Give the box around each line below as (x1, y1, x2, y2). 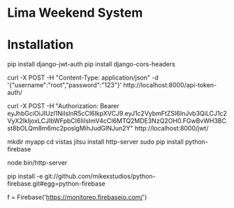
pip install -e (7, 172, 43, 181)
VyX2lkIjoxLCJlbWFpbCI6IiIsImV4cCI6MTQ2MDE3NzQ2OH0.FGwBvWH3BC (7, 117, 227, 125)
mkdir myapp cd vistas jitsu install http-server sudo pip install (7, 138, 184, 146)
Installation (7, 37, 74, 53)
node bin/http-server (7, 158, 68, 167)
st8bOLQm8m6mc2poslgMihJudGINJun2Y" (7, 124, 134, 133)
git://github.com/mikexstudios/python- (44, 172, 156, 181)
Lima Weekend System (7, 5, 143, 21)
